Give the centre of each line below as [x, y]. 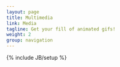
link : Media [21, 23]
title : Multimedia [30, 18]
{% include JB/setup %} [37, 58]
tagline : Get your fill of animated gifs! [61, 29]
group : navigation [30, 40]
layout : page [23, 12]
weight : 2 [19, 35]
